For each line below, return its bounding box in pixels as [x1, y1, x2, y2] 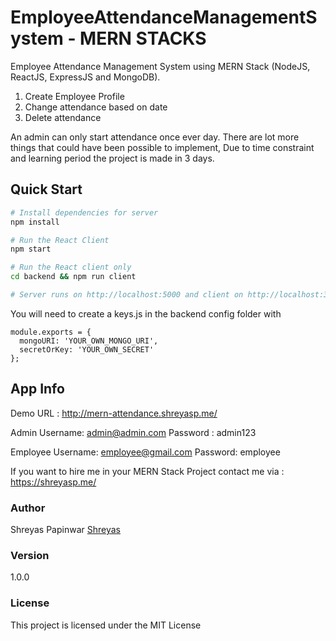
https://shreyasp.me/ [10, 476, 97, 488]
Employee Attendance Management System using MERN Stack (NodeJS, [10, 60, 311, 72]
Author [10, 501, 46, 515]
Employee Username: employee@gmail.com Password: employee [10, 446, 281, 458]
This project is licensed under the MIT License [10, 619, 202, 631]
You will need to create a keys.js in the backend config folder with [10, 307, 282, 320]
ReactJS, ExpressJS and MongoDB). [10, 71, 161, 83]
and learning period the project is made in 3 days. [10, 152, 215, 164]
